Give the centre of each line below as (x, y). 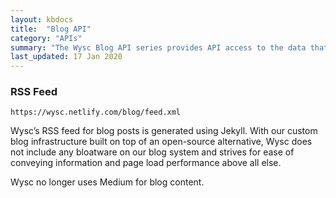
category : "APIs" (46, 38)
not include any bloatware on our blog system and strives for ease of (152, 152)
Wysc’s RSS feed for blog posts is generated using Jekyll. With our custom (164, 131)
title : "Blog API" (51, 29)
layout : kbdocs (42, 19)
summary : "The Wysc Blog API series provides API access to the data (158, 47)
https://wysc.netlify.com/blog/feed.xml (96, 112)
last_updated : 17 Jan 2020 (66, 57)
